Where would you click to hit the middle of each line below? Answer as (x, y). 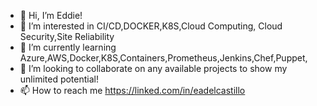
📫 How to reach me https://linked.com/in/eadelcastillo (132, 90)
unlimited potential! (59, 79)
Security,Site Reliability (67, 36)
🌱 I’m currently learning (68, 47)
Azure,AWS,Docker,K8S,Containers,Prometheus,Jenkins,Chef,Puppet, (163, 58)
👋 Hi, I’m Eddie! (51, 15)
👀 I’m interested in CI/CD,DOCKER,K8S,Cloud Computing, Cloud (151, 26)
